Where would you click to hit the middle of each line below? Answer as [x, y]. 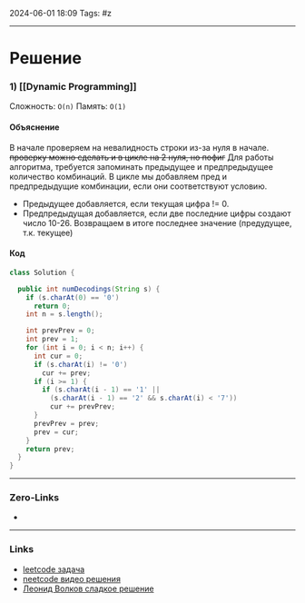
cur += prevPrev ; [83, 407]
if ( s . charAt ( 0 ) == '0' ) [73, 297]
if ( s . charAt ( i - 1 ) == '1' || [101, 390]
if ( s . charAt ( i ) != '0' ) [80, 364]
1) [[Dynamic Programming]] [73, 87]
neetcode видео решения [71, 578]
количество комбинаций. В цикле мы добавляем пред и [118, 176]
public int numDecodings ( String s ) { [89, 289]
